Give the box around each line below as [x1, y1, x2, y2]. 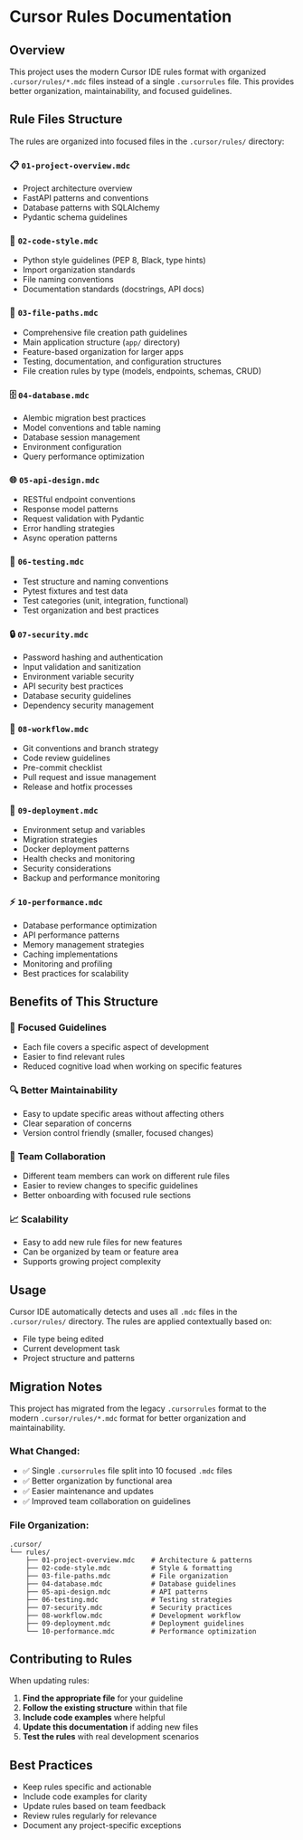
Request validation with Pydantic [22, 513, 145, 524]
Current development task [22, 1343, 120, 1354]
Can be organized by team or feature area [22, 1246, 179, 1257]
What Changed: [9, 1444, 80, 1457]
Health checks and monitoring [22, 853, 136, 864]
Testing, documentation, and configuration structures [22, 356, 222, 367]
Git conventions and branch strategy [22, 743, 159, 754]
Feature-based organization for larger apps [22, 346, 184, 357]
